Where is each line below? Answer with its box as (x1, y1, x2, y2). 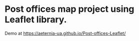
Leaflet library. (4, 14, 67, 25)
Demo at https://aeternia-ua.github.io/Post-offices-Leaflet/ (4, 30, 126, 36)
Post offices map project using (4, 3, 134, 15)
